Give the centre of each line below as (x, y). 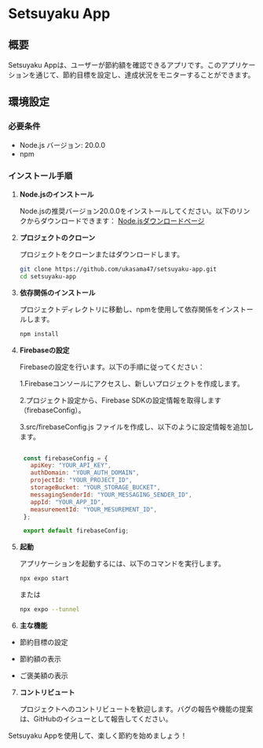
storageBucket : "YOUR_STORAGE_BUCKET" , (95, 488)
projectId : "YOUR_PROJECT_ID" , (81, 481)
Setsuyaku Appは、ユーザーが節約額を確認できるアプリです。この (115, 65)
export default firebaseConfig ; (76, 531)
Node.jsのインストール (57, 194)
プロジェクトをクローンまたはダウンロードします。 (102, 254)
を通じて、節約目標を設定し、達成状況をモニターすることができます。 (142, 75)
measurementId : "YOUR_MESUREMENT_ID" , (94, 509)
